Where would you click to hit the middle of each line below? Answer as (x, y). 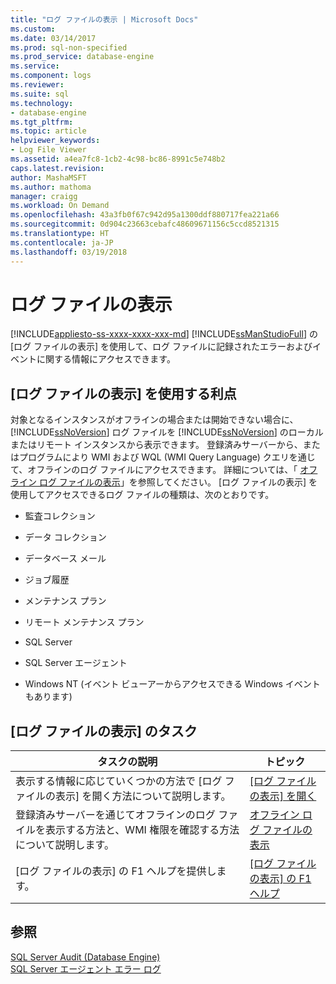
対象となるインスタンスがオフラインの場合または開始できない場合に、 (154, 420)
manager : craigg (44, 196)
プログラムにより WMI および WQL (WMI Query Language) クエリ (154, 457)
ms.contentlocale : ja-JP (62, 242)
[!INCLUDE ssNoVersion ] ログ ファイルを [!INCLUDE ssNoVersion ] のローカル (167, 432)
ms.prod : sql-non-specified (69, 47)
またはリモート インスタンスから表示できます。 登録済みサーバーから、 (156, 445)
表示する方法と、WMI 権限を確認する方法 (142, 830)
